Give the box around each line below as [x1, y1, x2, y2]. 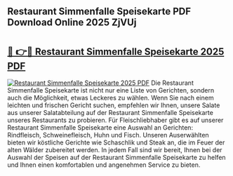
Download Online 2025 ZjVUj [7, 17, 137, 29]
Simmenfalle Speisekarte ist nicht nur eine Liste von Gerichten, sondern [7, 86, 215, 94]
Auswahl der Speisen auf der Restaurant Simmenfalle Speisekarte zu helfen [7, 154, 226, 161]
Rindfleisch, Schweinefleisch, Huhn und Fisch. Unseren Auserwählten [7, 131, 209, 139]
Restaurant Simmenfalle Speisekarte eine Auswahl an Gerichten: [7, 123, 194, 132]
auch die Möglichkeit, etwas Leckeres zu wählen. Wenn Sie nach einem [7, 94, 214, 102]
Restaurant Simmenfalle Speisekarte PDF [7, 6, 192, 18]
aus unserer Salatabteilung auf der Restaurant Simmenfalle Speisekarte [7, 109, 214, 116]
